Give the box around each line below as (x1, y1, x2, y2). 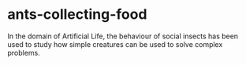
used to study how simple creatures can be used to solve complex (7, 39, 223, 49)
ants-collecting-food (7, 5, 147, 23)
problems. (7, 48, 40, 57)
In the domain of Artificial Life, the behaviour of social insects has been (7, 31, 238, 41)
